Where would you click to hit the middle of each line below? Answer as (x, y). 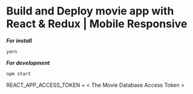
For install (19, 40)
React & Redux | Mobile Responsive (97, 24)
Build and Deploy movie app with (90, 11)
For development (28, 63)
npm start (19, 74)
